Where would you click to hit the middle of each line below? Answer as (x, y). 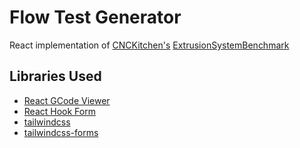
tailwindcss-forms (61, 132)
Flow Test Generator (95, 17)
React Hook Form (59, 111)
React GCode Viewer (67, 100)
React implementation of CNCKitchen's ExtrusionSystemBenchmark (149, 45)
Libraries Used (55, 76)
